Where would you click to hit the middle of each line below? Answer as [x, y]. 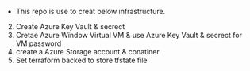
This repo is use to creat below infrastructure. [90, 11]
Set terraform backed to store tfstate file [81, 60]
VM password [38, 43]
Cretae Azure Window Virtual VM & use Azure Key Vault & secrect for [129, 35]
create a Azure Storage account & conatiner [88, 52]
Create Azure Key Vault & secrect [70, 26]
